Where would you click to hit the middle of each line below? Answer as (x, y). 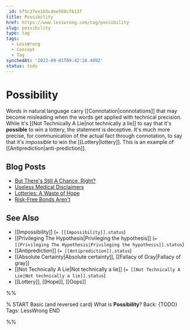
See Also (23, 218)
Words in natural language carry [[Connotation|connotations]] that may (91, 111)
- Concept (23, 50)
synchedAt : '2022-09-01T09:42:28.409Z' (55, 60)
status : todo (22, 66)
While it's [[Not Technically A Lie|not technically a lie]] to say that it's (89, 123)
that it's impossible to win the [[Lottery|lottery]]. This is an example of (90, 142)
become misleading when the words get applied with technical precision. (94, 117)
